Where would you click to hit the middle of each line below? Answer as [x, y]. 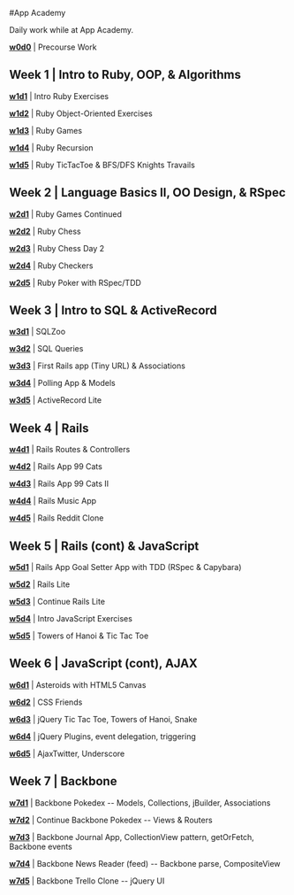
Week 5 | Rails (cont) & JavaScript [104, 546]
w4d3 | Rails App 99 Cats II [59, 484]
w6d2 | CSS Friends [46, 702]
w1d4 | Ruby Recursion [52, 147]
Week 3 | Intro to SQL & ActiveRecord [113, 310]
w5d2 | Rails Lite [40, 584]
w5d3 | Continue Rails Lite [57, 602]
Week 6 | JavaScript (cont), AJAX [104, 664]
